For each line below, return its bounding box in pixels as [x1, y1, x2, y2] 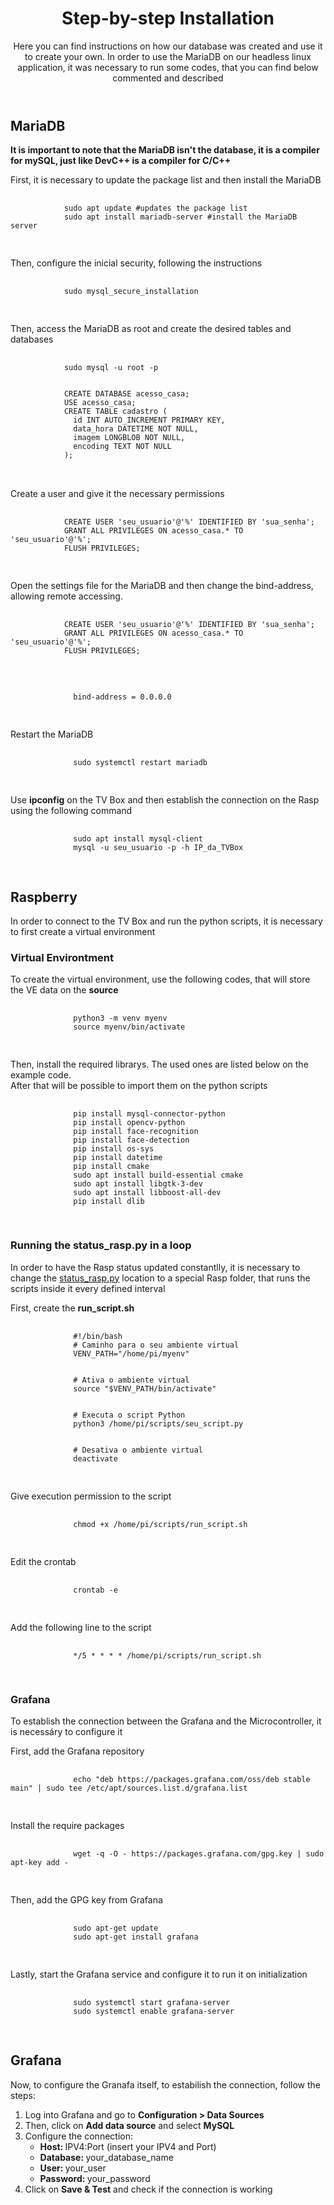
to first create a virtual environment [10, 926, 156, 938]
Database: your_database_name [39, 2151, 174, 2163]
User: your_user [39, 2162, 107, 2174]
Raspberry [10, 888, 78, 906]
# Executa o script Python [73, 1410, 186, 1420]
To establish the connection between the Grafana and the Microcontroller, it [10, 1715, 322, 1727]
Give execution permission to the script [10, 1490, 172, 1502]
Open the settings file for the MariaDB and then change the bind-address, [10, 580, 314, 592]
